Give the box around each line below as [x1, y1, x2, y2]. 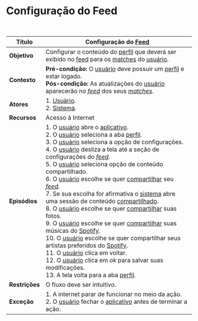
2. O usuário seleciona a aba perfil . [45, 130, 143, 138]
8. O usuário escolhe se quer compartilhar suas [45, 204, 177, 212]
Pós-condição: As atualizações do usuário [45, 79, 165, 87]
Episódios [9, 197, 38, 205]
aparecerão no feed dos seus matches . [45, 87, 154, 95]
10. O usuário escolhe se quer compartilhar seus [45, 234, 181, 242]
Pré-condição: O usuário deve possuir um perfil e [45, 64, 184, 73]
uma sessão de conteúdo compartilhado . [45, 197, 159, 205]
